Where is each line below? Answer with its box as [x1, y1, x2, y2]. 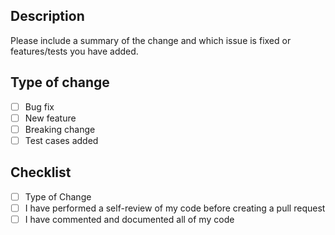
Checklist [10, 164, 72, 181]
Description [10, 8, 85, 25]
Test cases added [24, 134, 99, 146]
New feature [24, 112, 77, 124]
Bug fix [24, 100, 55, 113]
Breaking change [24, 123, 96, 135]
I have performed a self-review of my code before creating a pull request [24, 202, 326, 214]
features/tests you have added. [10, 45, 139, 57]
